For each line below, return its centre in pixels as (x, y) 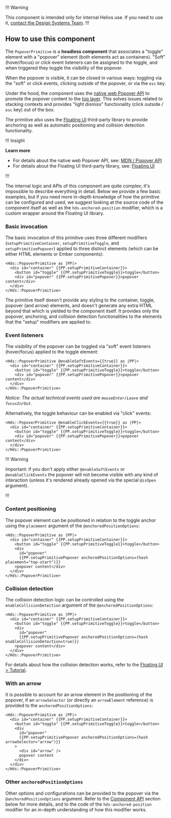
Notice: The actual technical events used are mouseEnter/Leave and (77, 398)
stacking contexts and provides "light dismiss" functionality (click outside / (84, 104)
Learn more (18, 150)
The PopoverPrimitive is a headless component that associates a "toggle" (84, 51)
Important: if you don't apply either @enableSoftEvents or (65, 469)
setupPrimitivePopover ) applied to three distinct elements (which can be (82, 248)
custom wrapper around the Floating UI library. (55, 213)
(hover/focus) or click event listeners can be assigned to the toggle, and (81, 62)
